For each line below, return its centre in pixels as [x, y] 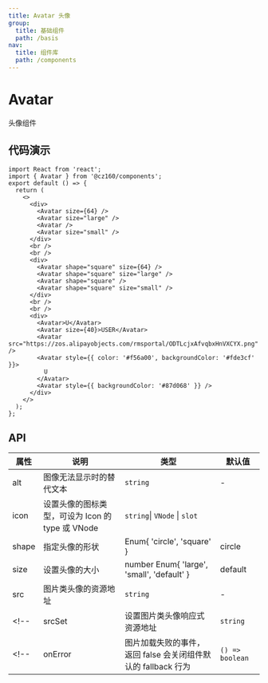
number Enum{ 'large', [167, 565]
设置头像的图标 [71, 504]
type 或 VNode [71, 528]
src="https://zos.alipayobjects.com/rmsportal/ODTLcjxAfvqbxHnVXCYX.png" [134, 344]
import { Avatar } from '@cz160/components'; [85, 176]
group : [19, 23]
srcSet [55, 622]
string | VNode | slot [161, 515]
